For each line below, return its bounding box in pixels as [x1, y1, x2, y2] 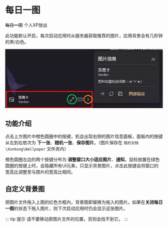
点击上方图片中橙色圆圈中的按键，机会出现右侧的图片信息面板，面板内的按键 [5, 133, 163, 140]
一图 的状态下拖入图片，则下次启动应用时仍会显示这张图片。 [5, 205, 128, 211]
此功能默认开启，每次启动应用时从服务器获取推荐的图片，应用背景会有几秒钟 [5, 32, 163, 38]
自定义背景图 [5, 185, 45, 194]
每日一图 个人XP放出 [5, 22, 47, 28]
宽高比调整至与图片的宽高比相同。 [5, 169, 75, 175]
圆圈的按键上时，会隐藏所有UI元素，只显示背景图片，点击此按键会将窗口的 [5, 163, 159, 169]
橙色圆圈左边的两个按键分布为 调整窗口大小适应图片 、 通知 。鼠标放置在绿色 [5, 157, 160, 163]
